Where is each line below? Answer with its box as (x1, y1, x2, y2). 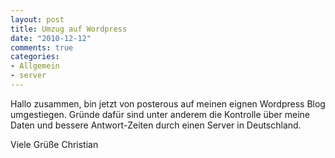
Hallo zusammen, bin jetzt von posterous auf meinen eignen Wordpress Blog (10, 97, 326, 110)
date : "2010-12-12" (10, 33, 92, 43)
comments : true (10, 42, 74, 53)
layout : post (10, 14, 65, 25)
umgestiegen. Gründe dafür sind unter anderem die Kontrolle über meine (10, 108, 310, 120)
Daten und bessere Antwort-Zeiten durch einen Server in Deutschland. (10, 119, 302, 131)
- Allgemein (10, 61, 60, 71)
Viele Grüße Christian (10, 138, 99, 150)
